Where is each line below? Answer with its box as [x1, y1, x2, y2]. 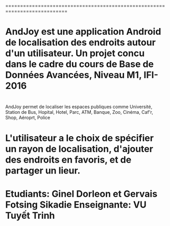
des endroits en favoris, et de [5, 154, 132, 165]
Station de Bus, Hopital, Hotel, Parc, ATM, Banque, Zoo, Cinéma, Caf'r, [5, 109, 153, 115]
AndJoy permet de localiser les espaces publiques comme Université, [5, 104, 153, 110]
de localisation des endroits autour [5, 37, 156, 48]
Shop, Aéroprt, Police [5, 114, 51, 120]
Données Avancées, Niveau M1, [5, 69, 142, 81]
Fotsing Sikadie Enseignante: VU [5, 199, 147, 210]
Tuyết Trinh [5, 210, 55, 221]
